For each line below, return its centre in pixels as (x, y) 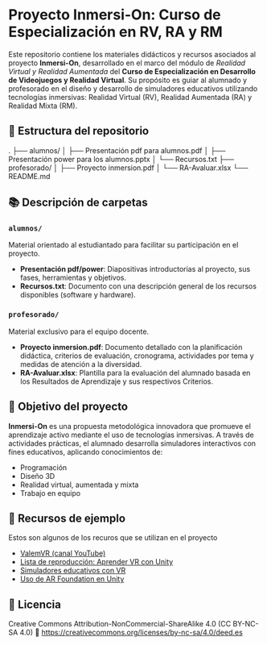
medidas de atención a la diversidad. (81, 364)
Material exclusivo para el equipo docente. (79, 331)
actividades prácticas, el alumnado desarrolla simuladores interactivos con (132, 443)
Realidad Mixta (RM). (43, 106)
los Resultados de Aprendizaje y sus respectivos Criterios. (117, 381)
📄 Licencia (35, 604)
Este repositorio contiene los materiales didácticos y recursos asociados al (132, 54)
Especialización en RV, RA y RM (115, 32)
